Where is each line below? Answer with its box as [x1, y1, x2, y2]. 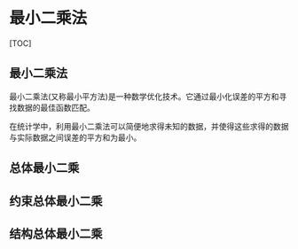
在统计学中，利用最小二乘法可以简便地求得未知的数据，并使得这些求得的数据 [9, 121, 289, 131]
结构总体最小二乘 [9, 226, 103, 241]
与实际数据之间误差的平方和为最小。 [9, 132, 142, 143]
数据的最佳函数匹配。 [16, 102, 95, 113]
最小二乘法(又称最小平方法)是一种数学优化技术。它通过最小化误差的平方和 [9, 90, 279, 102]
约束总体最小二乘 [9, 193, 103, 208]
